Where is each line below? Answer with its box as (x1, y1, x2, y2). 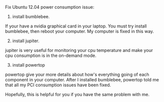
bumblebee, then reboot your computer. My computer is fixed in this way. (5, 28, 154, 34)
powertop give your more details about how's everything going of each (5, 72, 149, 77)
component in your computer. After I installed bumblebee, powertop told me (5, 77, 159, 82)
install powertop (12, 62, 45, 68)
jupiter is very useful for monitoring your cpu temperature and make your (5, 48, 153, 53)
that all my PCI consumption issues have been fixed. (5, 82, 111, 88)
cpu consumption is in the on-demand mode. (5, 52, 97, 58)
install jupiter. (12, 38, 39, 44)
